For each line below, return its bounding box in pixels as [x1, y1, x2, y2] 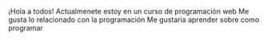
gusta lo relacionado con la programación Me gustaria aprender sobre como [8, 15, 260, 24]
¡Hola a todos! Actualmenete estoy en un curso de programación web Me [8, 7, 249, 16]
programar [8, 24, 44, 32]
